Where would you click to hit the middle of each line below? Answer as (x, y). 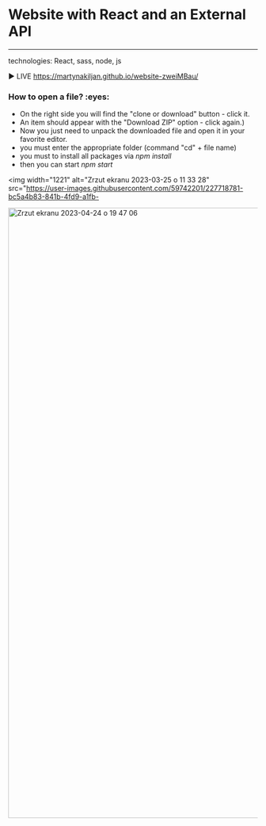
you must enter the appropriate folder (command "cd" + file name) (128, 147)
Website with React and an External (127, 15)
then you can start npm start (66, 165)
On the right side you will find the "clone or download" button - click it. (135, 114)
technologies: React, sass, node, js (65, 60)
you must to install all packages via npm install (95, 156)
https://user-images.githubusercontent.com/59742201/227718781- (135, 189)
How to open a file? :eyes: (59, 97)
